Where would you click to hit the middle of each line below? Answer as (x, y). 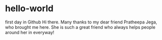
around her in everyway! (30, 32)
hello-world (29, 9)
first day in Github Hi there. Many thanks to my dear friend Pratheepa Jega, (81, 22)
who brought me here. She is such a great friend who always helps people (80, 27)
